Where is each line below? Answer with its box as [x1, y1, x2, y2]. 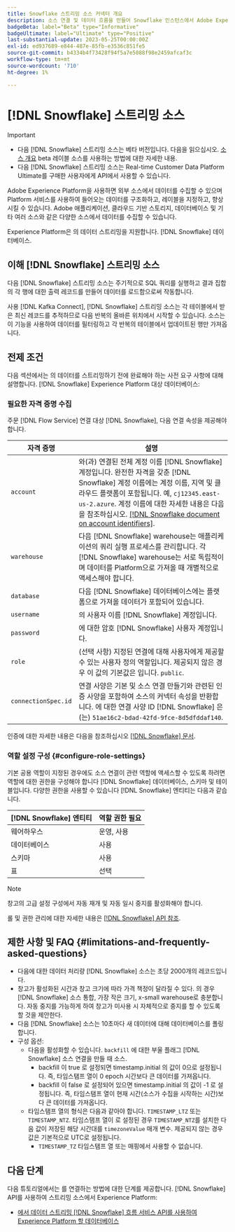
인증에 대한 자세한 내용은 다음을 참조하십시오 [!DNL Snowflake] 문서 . [7, 732, 196, 740]
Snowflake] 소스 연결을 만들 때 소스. [27, 1055, 128, 1063]
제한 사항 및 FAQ [7, 936, 75, 948]
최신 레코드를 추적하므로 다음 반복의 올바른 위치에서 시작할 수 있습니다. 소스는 [14, 311, 226, 319]
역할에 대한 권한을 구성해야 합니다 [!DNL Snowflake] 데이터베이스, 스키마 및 [7, 777, 215, 785]
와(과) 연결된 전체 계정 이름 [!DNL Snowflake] [78, 457, 222, 466]
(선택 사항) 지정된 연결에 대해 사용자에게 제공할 [78, 647, 225, 657]
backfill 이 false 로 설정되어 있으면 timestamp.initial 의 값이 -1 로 [38, 1081, 217, 1089]
